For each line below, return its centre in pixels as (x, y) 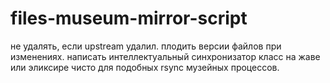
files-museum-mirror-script (129, 18)
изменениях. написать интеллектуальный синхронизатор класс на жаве (165, 56)
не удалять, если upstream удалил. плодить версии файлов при (146, 46)
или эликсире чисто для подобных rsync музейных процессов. (145, 67)
